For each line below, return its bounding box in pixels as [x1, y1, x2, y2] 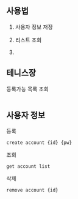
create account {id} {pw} [6, 140, 72, 146]
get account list [6, 163, 51, 170]
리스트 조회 [15, 36, 42, 43]
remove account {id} [6, 187, 59, 193]
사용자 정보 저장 [15, 23, 53, 31]
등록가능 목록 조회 [6, 85, 49, 92]
